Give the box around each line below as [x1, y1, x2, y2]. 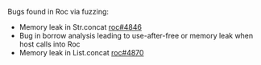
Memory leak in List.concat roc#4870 [19, 48, 144, 57]
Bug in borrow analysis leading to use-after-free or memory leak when [19, 31, 254, 40]
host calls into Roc [19, 39, 81, 49]
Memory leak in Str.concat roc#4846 [19, 22, 143, 31]
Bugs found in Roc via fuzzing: [7, 7, 110, 16]
